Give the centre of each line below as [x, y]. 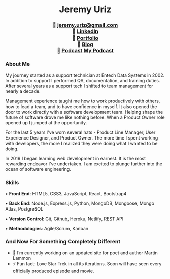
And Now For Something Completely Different [63, 241]
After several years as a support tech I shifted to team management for [79, 86]
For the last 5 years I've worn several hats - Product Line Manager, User [80, 132]
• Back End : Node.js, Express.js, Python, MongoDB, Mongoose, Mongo [80, 203]
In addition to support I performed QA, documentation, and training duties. [83, 81]
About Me [18, 64]
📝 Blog [85, 44]
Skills [12, 183]
